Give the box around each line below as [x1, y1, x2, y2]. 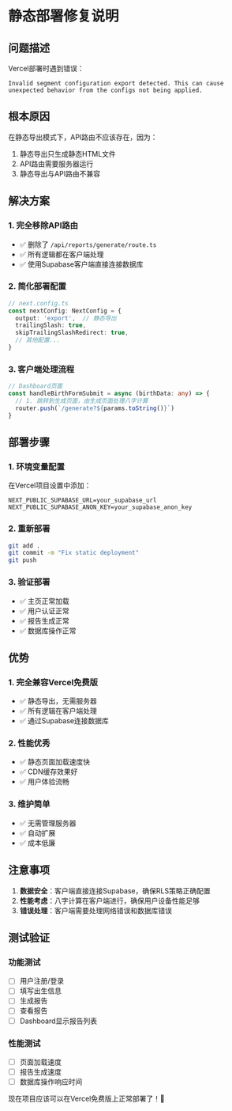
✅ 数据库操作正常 [19, 626, 77, 635]
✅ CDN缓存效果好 [19, 767, 78, 776]
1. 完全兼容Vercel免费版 [8, 677, 99, 688]
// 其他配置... [15, 336, 61, 344]
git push [8, 556, 37, 564]
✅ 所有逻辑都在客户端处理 [19, 249, 104, 259]
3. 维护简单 [8, 798, 51, 810]
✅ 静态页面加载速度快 [19, 757, 91, 767]
